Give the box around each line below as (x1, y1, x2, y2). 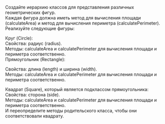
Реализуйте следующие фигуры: (5, 25, 75, 31)
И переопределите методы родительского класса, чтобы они (5, 107, 137, 113)
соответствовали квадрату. (5, 113, 64, 119)
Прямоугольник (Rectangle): (5, 56, 65, 62)
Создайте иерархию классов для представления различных (5, 4, 134, 10)
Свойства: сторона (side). (5, 92, 60, 97)
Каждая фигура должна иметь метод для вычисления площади (5, 15, 141, 20)
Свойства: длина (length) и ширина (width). (5, 66, 97, 72)
